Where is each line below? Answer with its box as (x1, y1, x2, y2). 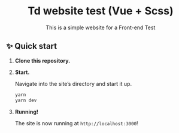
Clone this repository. (14, 57, 71, 64)
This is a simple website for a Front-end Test (45, 24, 156, 31)
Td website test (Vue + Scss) (28, 4, 174, 18)
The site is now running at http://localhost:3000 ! (14, 119, 139, 126)
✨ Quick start (6, 41, 57, 51)
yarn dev (14, 97, 37, 103)
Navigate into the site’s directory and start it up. (14, 80, 132, 87)
